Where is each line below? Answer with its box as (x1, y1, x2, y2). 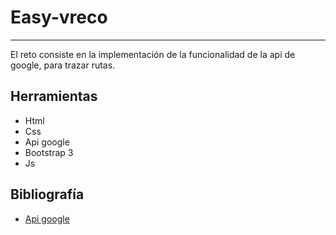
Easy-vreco (10, 6, 108, 29)
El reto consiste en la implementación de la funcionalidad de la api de (10, 48, 296, 60)
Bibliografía (10, 186, 85, 203)
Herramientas (10, 88, 98, 105)
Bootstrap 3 (24, 146, 74, 158)
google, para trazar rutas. (10, 59, 116, 71)
